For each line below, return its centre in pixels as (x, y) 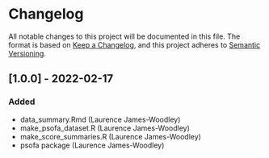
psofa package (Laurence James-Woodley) (92, 145)
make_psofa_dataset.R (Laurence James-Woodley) (105, 128)
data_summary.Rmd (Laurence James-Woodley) (100, 119)
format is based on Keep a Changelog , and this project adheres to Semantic (134, 44)
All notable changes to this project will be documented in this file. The (124, 36)
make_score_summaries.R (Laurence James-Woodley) (111, 136)
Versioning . (27, 53)
